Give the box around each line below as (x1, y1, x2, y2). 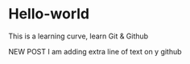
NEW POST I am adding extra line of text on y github (8, 46, 183, 56)
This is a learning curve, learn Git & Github (8, 31, 149, 41)
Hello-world (8, 5, 90, 23)
